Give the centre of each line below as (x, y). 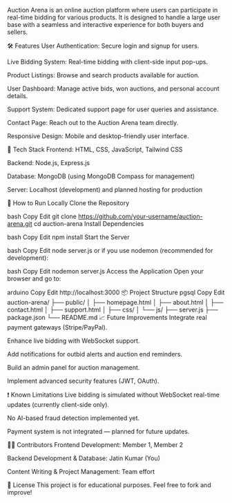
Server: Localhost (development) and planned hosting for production (105, 190)
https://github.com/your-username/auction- (141, 216)
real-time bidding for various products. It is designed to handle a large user (114, 17)
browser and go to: (34, 278)
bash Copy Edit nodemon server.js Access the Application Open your (105, 271)
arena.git (20, 224)
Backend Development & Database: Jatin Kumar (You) (84, 458)
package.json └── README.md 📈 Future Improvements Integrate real (107, 317)
